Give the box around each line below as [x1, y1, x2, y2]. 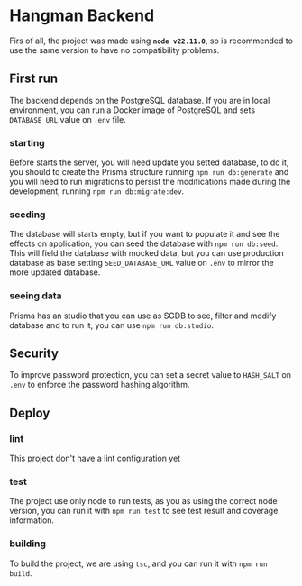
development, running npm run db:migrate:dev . [9, 186, 185, 197]
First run [9, 71, 59, 87]
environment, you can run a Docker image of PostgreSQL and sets [9, 105, 255, 115]
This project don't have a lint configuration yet [9, 453, 181, 464]
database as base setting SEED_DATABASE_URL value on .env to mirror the [9, 258, 275, 269]
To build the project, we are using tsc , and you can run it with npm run [9, 558, 268, 569]
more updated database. [9, 267, 101, 278]
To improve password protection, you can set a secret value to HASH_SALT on [9, 370, 291, 380]
